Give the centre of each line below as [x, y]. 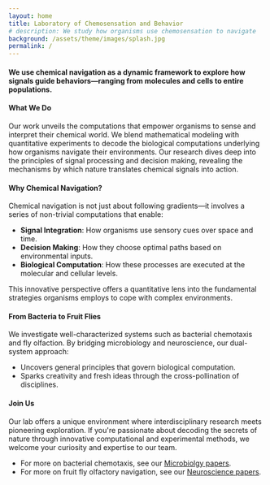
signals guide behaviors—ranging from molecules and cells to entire [126, 80]
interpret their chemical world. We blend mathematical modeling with [124, 134]
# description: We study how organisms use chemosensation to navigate [132, 31]
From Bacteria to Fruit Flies [55, 316]
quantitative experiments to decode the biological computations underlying [134, 143]
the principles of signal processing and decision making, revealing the [126, 160]
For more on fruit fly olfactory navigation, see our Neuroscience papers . [141, 471]
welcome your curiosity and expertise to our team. [93, 447]
